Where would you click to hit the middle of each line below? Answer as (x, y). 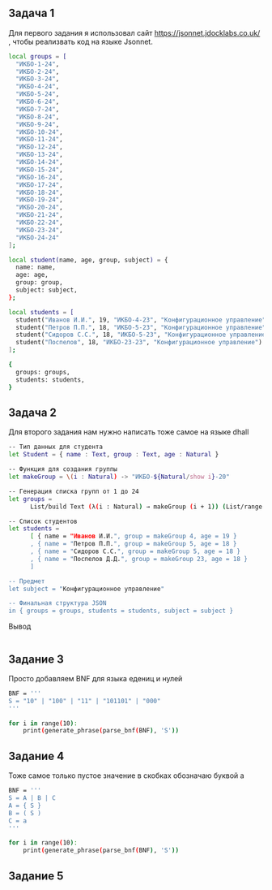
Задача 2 (32, 412)
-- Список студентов (43, 521)
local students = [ (41, 312)
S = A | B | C (32, 798)
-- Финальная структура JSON (57, 603)
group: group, (39, 283)
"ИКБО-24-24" (38, 238)
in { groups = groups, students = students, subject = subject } (121, 611)
